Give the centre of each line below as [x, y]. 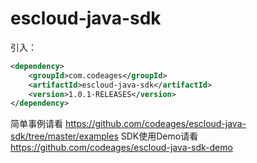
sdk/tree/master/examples [64, 136]
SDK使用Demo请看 [159, 136]
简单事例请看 [36, 124]
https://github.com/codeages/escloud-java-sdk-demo [121, 148]
